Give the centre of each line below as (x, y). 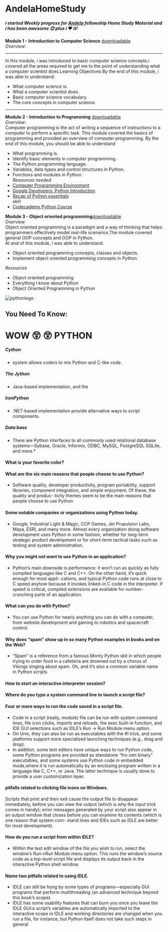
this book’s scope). (32, 898)
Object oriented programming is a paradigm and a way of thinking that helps (84, 227)
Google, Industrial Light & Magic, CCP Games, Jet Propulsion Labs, (81, 524)
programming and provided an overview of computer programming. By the (82, 138)
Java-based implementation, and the (50, 386)
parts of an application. (58, 594)
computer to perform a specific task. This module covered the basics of (79, 133)
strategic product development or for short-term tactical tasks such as (85, 540)
